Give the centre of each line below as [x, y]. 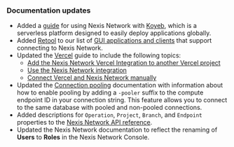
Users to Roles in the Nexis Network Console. [83, 137]
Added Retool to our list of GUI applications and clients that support [114, 41]
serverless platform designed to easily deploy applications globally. [114, 33]
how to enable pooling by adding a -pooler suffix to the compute [110, 92]
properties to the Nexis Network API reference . [84, 122]
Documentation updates [49, 10]
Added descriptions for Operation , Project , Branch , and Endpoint [109, 115]
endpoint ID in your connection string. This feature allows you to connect [122, 100]
